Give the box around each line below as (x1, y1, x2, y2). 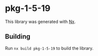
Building (5, 33, 30, 41)
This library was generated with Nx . (5, 19, 76, 24)
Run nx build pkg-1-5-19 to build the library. (5, 45, 94, 51)
